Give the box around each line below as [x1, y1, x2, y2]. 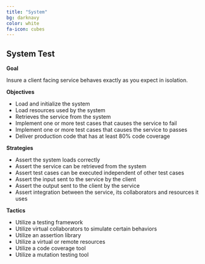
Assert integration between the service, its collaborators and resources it [15, 188, 199, 196]
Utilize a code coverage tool [15, 244, 86, 252]
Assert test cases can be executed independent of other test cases [15, 169, 184, 177]
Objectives [6, 88, 35, 96]
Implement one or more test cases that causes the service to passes [15, 126, 188, 134]
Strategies [6, 144, 34, 152]
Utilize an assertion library [15, 232, 81, 239]
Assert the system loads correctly [15, 156, 101, 163]
